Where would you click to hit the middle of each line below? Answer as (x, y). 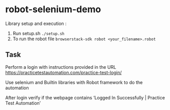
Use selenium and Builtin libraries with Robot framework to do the (74, 82)
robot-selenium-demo (53, 9)
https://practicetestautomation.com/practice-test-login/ (64, 72)
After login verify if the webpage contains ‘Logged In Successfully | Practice (85, 97)
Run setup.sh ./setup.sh (38, 33)
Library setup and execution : (36, 23)
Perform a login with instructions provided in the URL (61, 67)
